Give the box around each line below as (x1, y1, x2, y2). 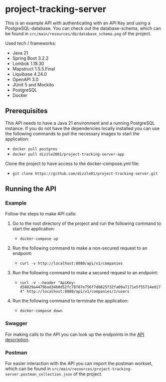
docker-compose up (19, 236, 58, 241)
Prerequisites (5, 107, 48, 115)
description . (5, 337, 30, 343)
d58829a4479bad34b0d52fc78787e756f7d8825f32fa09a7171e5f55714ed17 (19, 285, 161, 290)
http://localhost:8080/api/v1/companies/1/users (26, 289, 130, 294)
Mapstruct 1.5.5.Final (12, 66, 55, 72)
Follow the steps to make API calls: (5, 211, 77, 217)
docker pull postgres (12, 146, 57, 152)
